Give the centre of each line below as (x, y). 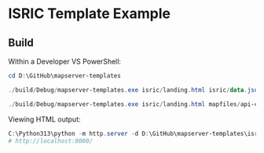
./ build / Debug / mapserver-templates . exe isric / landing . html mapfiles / (125, 104)
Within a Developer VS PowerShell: (65, 61)
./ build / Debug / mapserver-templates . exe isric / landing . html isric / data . (128, 90)
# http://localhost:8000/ (50, 141)
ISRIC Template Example (90, 14)
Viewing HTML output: (44, 119)
